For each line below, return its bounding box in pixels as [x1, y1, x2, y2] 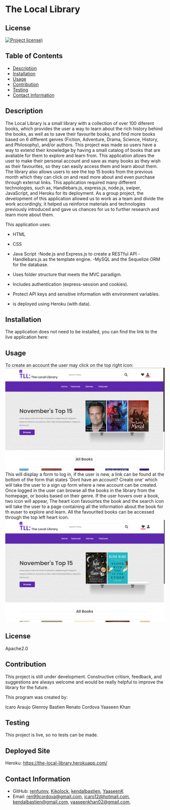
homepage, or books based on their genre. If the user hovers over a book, [5, 493, 159, 499]
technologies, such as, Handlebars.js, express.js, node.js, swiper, [5, 185, 142, 191]
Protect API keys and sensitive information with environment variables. [12, 291, 160, 297]
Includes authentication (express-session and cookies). [12, 281, 129, 287]
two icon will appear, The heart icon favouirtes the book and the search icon [5, 498, 164, 504]
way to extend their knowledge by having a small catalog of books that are [5, 147, 160, 153]
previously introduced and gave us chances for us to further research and [5, 206, 159, 212]
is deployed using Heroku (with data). [12, 301, 91, 307]
